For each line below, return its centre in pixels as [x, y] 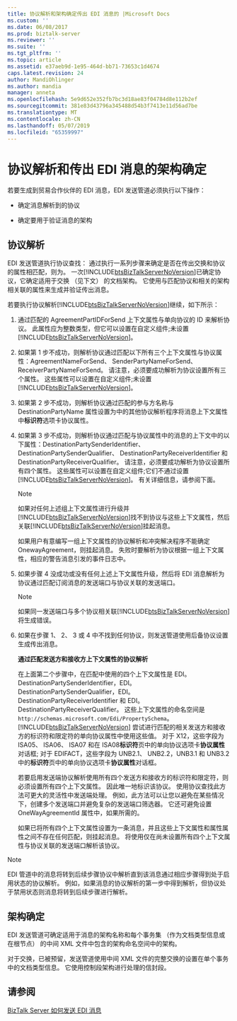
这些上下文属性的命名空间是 [164, 710]
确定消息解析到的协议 [48, 205]
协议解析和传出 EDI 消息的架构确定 [107, 169]
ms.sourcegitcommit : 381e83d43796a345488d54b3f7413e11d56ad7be [103, 106]
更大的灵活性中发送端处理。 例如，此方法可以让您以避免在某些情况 [127, 795]
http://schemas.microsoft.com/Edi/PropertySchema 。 [95, 718]
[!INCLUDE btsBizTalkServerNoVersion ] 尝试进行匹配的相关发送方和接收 [121, 727]
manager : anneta [31, 93]
